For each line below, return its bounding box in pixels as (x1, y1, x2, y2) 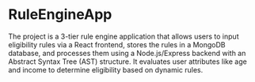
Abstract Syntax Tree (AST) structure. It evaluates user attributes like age (8, 57, 247, 66)
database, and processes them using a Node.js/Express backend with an (8, 48, 246, 58)
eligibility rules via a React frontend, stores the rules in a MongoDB (8, 39, 226, 49)
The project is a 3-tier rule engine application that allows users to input (8, 32, 239, 41)
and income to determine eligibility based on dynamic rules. (8, 65, 204, 74)
